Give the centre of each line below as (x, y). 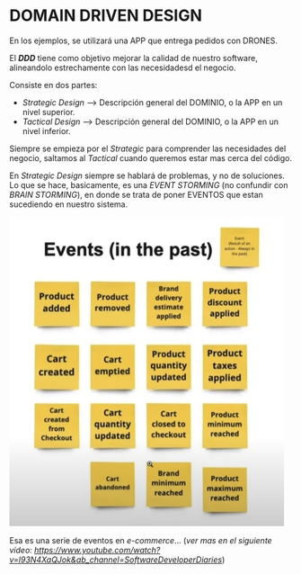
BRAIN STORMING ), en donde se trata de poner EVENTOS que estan (136, 194)
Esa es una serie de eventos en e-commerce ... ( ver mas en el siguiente (141, 540)
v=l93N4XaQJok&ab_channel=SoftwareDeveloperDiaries (116, 560)
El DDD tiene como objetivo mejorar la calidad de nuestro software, (133, 58)
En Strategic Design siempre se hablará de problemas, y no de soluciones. (147, 175)
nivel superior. (49, 112)
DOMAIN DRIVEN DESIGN (106, 16)
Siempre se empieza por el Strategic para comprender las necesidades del (148, 148)
